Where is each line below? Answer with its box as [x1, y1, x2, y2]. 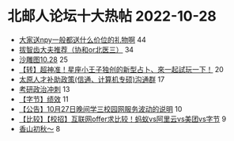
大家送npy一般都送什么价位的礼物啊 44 [18, 35, 147, 44]
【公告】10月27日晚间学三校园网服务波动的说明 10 [18, 104, 183, 113]
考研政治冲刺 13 [18, 84, 70, 93]
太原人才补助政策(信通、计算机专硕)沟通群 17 [18, 74, 165, 84]
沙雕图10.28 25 [18, 55, 68, 64]
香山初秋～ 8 [18, 124, 61, 133]
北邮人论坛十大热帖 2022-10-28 [7, 7, 217, 25]
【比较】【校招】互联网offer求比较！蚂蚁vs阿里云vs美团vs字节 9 [18, 114, 227, 124]
